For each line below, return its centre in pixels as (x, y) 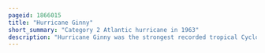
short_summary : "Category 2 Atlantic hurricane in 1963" (104, 30)
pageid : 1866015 (35, 15)
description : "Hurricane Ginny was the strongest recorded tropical (123, 37)
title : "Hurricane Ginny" (50, 23)
